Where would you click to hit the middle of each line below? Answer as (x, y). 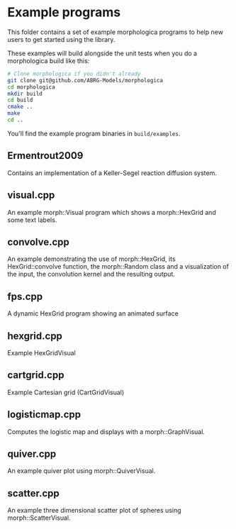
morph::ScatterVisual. (39, 518)
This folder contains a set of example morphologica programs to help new (115, 32)
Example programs (64, 12)
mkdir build (25, 94)
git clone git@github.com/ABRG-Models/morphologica (85, 80)
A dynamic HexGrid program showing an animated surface (93, 313)
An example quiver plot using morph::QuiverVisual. (82, 471)
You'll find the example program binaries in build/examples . (94, 133)
